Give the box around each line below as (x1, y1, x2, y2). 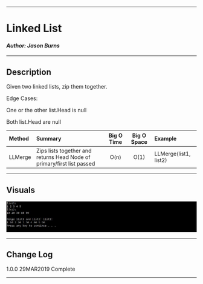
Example (154, 135, 177, 143)
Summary (36, 135, 62, 143)
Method (8, 135, 29, 143)
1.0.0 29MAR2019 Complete (6, 265, 76, 273)
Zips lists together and (36, 147, 92, 154)
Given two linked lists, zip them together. (6, 83, 108, 90)
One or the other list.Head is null (6, 107, 87, 114)
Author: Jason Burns (6, 42, 60, 49)
